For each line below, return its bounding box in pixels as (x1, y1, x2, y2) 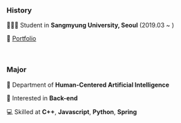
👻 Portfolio (6, 34, 37, 43)
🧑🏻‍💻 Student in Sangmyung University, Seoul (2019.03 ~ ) (6, 21, 174, 30)
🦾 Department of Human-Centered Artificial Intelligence (6, 80, 170, 89)
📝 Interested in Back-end (6, 93, 78, 102)
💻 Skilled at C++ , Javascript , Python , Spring (6, 107, 137, 115)
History (6, 5, 32, 15)
